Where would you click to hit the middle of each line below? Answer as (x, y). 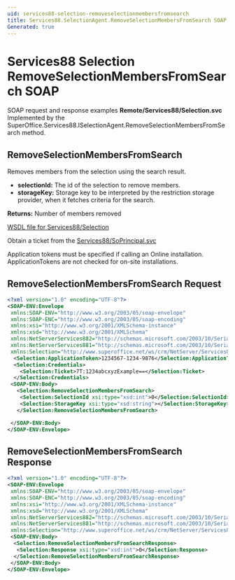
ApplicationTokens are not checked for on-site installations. (93, 262)
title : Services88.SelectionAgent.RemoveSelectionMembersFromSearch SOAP (117, 20)
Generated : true (31, 27)
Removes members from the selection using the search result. (97, 171)
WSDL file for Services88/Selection (58, 227)
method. (34, 133)
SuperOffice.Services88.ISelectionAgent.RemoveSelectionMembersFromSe (116, 125)
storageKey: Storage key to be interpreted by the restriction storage (116, 192)
